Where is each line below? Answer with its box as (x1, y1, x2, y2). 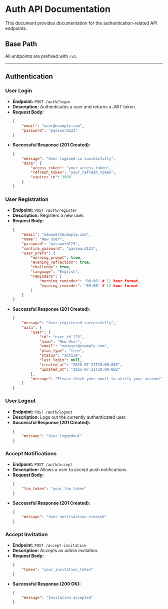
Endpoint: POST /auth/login (12, 98, 71, 104)
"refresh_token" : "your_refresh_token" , (30, 170, 116, 175)
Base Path (5, 40, 37, 48)
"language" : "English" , (30, 269, 80, 274)
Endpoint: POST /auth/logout (12, 409, 73, 415)
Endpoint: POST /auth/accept (12, 461, 73, 468)
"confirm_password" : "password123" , (21, 246, 98, 251)
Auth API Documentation (5, 3, 111, 15)
